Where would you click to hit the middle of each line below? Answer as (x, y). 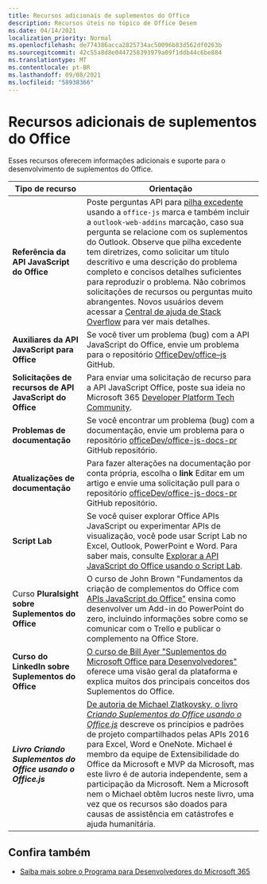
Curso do (30, 657)
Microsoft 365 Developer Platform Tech (161, 398)
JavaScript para (43, 350)
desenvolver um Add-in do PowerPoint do (165, 609)
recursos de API (43, 387)
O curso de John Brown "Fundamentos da (165, 579)
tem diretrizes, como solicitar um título (158, 252)
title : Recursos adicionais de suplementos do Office (99, 16)
